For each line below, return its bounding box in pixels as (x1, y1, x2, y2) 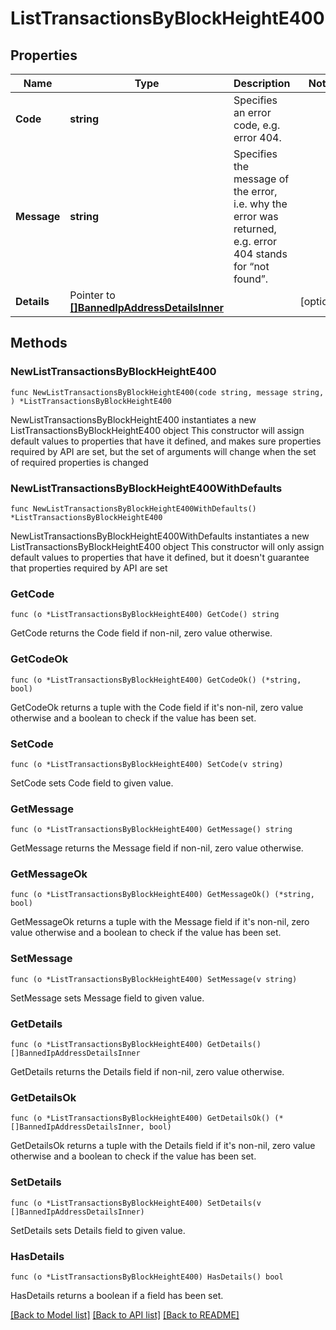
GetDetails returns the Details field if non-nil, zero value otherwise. (10, 1066, 285, 1078)
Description (233, 77, 291, 90)
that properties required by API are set (10, 562, 168, 574)
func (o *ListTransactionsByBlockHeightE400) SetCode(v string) (10, 759, 284, 769)
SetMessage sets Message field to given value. (10, 992, 205, 1004)
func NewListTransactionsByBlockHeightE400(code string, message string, (10, 387, 325, 397)
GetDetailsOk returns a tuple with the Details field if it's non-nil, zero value (10, 1140, 316, 1152)
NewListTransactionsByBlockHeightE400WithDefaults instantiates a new (10, 530, 310, 542)
